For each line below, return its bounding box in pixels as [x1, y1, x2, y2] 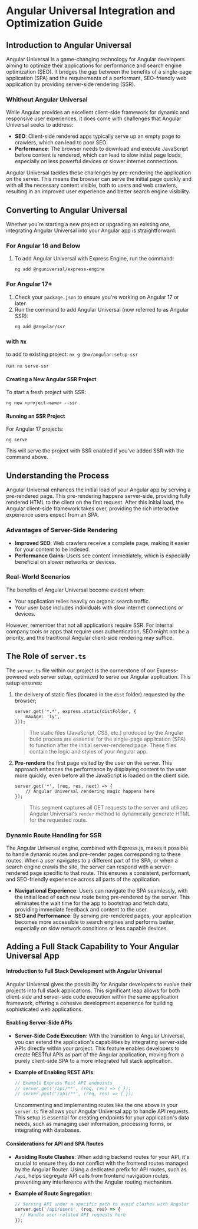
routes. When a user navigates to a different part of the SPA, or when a [6, 857, 178, 864]
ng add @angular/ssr [14, 323, 65, 329]
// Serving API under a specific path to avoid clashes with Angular [14, 1201, 190, 1207]
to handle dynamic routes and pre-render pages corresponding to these [6, 850, 181, 858]
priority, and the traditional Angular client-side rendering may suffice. [6, 634, 174, 641]
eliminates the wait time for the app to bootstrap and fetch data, [14, 900, 170, 907]
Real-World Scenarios [6, 573, 71, 581]
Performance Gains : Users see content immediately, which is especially [14, 552, 190, 559]
